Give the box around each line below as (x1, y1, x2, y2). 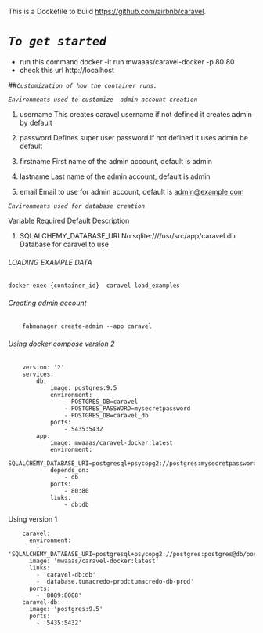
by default (19, 118, 52, 127)
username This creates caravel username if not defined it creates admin (19, 109, 252, 118)
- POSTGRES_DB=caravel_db (63, 411, 149, 419)
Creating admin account (8, 298, 87, 307)
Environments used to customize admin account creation (8, 96, 198, 104)
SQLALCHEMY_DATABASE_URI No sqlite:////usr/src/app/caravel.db (19, 231, 236, 240)
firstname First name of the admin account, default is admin (19, 156, 213, 166)
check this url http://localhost (19, 65, 115, 75)
